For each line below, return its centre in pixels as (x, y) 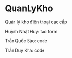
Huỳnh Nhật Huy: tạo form (31, 31)
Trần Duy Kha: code (25, 50)
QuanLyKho (29, 9)
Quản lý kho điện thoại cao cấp (36, 22)
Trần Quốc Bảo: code (26, 41)
